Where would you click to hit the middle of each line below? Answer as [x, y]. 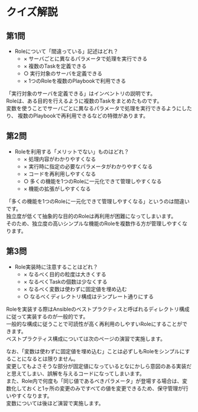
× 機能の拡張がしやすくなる [57, 189]
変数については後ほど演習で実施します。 [55, 403]
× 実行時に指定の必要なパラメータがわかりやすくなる [88, 166]
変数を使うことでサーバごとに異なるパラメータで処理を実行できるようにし [97, 108]
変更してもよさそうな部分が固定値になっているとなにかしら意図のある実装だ [99, 366]
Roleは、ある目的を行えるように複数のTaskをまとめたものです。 [84, 101]
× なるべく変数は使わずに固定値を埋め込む [75, 289]
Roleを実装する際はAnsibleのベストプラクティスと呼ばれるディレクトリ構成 [98, 309]
